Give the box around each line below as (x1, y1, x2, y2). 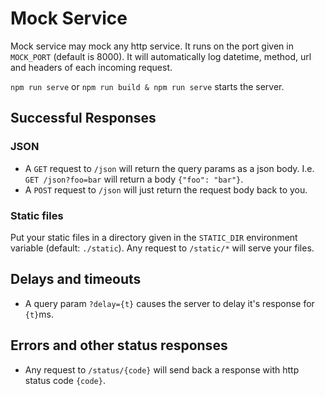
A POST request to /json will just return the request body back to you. (24, 183, 308, 196)
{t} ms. (24, 308, 54, 320)
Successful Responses (10, 110, 157, 127)
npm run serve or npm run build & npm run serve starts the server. (10, 80, 285, 92)
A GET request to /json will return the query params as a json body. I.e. (24, 162, 315, 174)
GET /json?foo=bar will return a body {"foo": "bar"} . (24, 173, 244, 185)
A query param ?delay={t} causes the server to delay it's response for (24, 297, 315, 309)
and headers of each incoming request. (10, 61, 173, 73)
